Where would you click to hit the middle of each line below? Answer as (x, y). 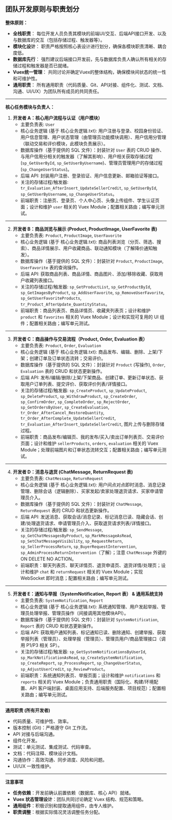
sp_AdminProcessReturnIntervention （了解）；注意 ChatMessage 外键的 (93, 552)
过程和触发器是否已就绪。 (44, 65)
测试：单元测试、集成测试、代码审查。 (53, 747)
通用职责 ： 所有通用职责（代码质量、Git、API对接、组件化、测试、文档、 (89, 85)
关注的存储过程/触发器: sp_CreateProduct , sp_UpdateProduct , (83, 390)
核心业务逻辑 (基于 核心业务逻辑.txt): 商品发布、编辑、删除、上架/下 (91, 352)
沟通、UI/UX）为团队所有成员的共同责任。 (57, 91)
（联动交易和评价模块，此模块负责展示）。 (64, 143)
